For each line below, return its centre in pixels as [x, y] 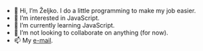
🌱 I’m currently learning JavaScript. [64, 25]
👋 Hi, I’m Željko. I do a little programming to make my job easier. [105, 11]
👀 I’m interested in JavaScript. [57, 18]
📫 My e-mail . [33, 40]
